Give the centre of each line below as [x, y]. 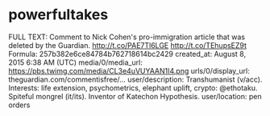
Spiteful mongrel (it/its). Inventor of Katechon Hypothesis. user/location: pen [135, 96]
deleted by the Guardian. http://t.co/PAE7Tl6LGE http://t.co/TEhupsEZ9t [128, 45]
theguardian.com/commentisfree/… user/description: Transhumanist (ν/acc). [135, 79]
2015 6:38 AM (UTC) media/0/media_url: [75, 62]
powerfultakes [58, 15]
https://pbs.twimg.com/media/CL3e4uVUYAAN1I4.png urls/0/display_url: [129, 70]
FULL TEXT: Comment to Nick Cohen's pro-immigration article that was [127, 37]
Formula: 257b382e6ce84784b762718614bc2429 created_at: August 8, [127, 54]
